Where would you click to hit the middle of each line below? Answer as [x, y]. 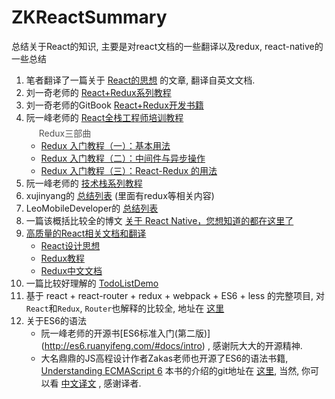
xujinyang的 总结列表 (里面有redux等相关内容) [120, 195]
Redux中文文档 [71, 270]
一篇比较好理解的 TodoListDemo [92, 283]
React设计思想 [70, 245]
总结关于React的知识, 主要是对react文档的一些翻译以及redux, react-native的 [167, 46]
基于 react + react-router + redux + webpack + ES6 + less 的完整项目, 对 [175, 295]
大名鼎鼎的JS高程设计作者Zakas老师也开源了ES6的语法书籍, [164, 358]
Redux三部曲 [65, 133]
